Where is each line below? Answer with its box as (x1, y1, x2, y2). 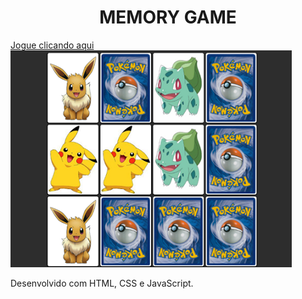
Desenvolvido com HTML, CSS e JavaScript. (10, 277, 194, 289)
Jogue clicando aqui (10, 39, 95, 51)
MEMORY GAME (99, 6, 237, 29)
